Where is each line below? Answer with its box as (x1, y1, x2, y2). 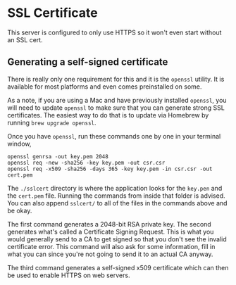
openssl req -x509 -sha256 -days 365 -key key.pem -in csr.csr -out (7, 165, 213, 172)
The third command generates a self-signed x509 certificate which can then (7, 263, 229, 272)
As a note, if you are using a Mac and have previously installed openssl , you (7, 96, 227, 104)
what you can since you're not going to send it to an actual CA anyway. (7, 250, 213, 258)
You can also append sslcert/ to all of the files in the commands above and (7, 198, 228, 207)
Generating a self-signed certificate (7, 56, 168, 68)
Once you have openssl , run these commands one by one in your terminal (7, 132, 221, 140)
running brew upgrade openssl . (7, 118, 97, 127)
